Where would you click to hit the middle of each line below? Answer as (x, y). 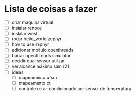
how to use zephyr (30, 44)
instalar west (24, 34)
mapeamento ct (35, 83)
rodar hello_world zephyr (37, 39)
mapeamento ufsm (38, 77)
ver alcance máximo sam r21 (40, 66)
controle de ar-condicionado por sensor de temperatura (75, 88)
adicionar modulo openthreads (42, 50)
